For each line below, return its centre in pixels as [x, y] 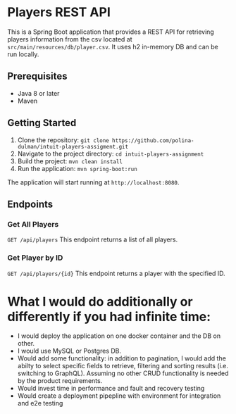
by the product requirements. [60, 381]
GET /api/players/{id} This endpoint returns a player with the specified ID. [116, 273]
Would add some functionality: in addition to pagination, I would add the [122, 358]
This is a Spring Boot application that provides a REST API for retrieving [111, 32]
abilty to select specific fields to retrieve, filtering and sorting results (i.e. [123, 366]
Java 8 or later [38, 93]
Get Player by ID [35, 258]
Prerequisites [37, 76]
